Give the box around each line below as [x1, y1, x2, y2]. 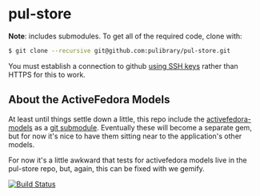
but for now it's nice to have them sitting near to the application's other [8, 131, 242, 141]
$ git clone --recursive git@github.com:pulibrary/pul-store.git [8, 46, 230, 54]
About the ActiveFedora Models [8, 93, 170, 106]
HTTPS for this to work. [8, 70, 86, 79]
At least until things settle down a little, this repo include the [8, 114, 206, 124]
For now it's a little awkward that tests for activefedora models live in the [8, 155, 247, 165]
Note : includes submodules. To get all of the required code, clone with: [8, 31, 242, 41]
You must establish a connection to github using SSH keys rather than [8, 61, 238, 70]
